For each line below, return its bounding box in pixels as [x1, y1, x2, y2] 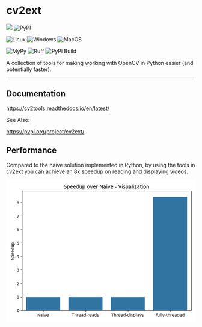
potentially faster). [6, 66, 52, 73]
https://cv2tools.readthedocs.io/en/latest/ [6, 105, 110, 112]
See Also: [6, 116, 30, 123]
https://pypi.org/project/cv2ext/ [6, 127, 85, 135]
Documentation [6, 88, 66, 99]
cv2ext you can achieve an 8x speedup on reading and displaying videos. [6, 168, 188, 175]
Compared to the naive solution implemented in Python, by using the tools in [6, 161, 195, 168]
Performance [6, 145, 57, 156]
